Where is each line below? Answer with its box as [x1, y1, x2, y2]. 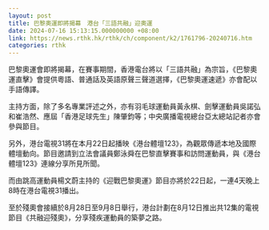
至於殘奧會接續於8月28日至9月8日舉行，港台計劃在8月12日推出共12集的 [8, 203, 246, 212]
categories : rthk [8, 42, 66, 50]
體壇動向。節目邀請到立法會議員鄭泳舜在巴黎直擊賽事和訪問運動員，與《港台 [8, 149, 261, 159]
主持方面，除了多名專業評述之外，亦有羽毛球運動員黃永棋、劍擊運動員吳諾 [8, 102, 254, 111]
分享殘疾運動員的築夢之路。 [74, 213, 167, 223]
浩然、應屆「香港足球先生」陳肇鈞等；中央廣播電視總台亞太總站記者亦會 [22, 111, 261, 121]
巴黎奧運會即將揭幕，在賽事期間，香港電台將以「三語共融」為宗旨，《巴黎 [8, 65, 251, 75]
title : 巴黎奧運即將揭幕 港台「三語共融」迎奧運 [8, 19, 153, 27]
